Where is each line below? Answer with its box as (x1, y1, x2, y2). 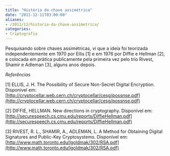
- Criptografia (5, 31, 38, 36)
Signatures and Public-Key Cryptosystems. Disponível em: (5, 134, 128, 140)
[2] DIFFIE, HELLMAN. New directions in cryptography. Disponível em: (5, 108, 153, 114)
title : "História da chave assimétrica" (5, 7, 93, 13)
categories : (5, 27, 31, 32)
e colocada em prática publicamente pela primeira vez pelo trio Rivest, (5, 56, 154, 62)
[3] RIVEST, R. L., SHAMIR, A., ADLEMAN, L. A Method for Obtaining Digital (5, 128, 163, 135)
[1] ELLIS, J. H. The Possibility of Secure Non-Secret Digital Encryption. (5, 81, 155, 87)
